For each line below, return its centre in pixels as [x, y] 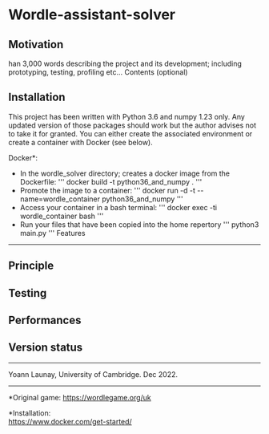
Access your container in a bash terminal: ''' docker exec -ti [118, 207]
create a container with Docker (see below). [81, 142]
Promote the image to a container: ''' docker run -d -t [108, 190]
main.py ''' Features [52, 233]
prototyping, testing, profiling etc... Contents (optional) [98, 72]
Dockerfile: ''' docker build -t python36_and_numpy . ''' [111, 181]
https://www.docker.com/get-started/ [70, 421]
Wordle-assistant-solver [92, 15]
